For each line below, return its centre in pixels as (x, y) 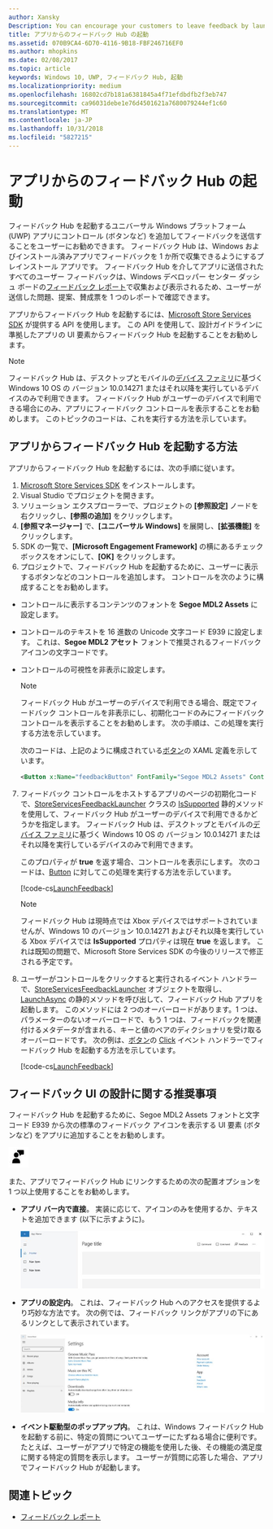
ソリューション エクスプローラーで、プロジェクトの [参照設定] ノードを (139, 506)
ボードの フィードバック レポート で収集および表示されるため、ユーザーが (139, 287)
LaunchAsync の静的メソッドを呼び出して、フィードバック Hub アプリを (142, 999)
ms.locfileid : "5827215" (50, 138)
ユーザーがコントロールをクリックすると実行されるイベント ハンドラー (139, 979)
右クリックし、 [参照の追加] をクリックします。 (98, 515)
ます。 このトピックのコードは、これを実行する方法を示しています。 (136, 418)
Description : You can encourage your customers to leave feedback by (129, 26)
